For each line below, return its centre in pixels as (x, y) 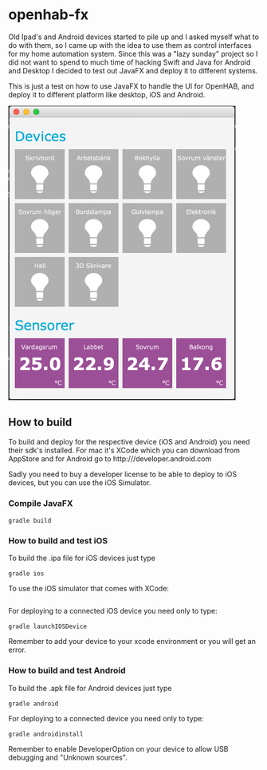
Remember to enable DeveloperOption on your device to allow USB (118, 748)
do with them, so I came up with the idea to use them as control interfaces (130, 45)
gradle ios (26, 574)
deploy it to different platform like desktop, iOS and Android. (107, 94)
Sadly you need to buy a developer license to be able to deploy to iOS (123, 474)
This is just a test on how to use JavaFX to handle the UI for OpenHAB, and (131, 86)
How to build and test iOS (58, 540)
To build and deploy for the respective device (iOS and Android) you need (129, 441)
